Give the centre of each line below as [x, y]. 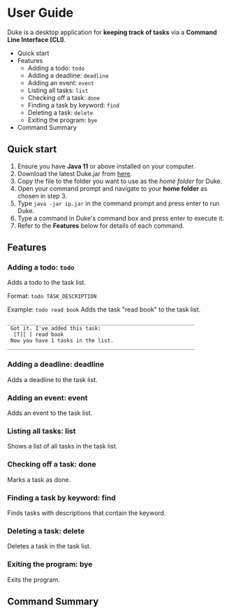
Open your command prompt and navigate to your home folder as [112, 188]
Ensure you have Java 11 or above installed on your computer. [106, 166]
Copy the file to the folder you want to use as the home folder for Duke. [120, 181]
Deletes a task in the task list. [49, 546]
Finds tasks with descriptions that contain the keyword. [87, 513]
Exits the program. [34, 579]
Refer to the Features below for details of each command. [101, 226]
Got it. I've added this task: [55, 329]
